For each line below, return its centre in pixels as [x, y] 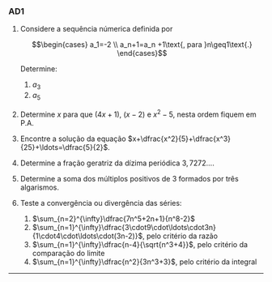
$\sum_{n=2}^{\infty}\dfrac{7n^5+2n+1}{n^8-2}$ [114, 218]
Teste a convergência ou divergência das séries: [101, 203]
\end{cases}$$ [142, 53]
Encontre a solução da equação [73, 139]
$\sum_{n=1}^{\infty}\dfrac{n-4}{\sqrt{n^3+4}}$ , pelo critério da [140, 244]
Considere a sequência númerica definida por [96, 29]
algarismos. [39, 187]
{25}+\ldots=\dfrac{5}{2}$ [64, 147]
